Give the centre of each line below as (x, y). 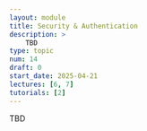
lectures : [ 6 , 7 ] (42, 84)
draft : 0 (26, 68)
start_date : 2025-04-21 (54, 76)
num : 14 (24, 59)
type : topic (31, 51)
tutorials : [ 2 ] (38, 92)
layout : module (38, 17)
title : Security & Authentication (74, 26)
